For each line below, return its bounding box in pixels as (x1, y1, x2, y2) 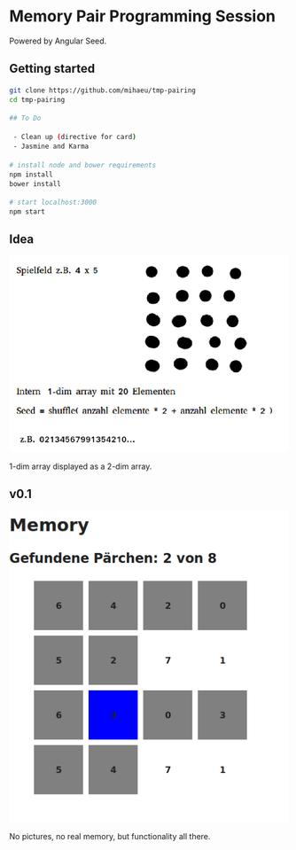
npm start (9, 207, 46, 216)
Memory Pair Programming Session (9, 6, 277, 27)
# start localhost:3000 (9, 198, 97, 207)
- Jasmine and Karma (12, 142, 90, 151)
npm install (9, 170, 53, 179)
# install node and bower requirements (9, 160, 157, 169)
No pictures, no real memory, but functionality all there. (9, 831, 211, 841)
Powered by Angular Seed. (9, 35, 107, 46)
